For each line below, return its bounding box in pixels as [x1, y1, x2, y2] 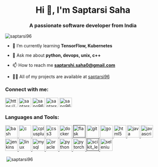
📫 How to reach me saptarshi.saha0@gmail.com [12, 62, 116, 68]
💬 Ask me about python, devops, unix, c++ [12, 52, 101, 58]
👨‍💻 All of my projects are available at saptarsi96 [12, 74, 110, 80]
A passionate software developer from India [29, 22, 137, 29]
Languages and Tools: [5, 114, 59, 121]
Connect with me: [5, 86, 49, 93]
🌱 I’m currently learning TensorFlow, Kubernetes [12, 43, 113, 49]
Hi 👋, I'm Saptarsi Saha [35, 4, 131, 16]
